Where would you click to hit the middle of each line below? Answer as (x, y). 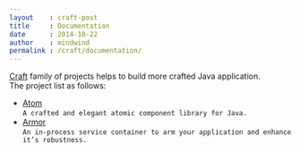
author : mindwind (50, 42)
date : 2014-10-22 (54, 34)
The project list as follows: (58, 86)
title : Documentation (60, 26)
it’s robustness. (55, 140)
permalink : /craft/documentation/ (76, 51)
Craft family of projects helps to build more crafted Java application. (135, 76)
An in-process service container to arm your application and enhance (157, 132)
